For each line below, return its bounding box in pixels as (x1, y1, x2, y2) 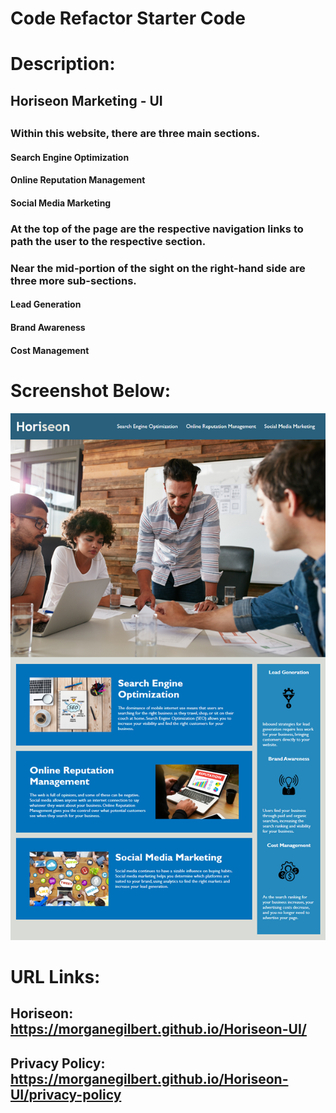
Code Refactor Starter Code (10, 7, 246, 30)
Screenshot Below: (10, 379, 172, 402)
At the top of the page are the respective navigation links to (10, 222, 304, 236)
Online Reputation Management (10, 174, 146, 186)
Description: (10, 53, 116, 76)
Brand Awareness (10, 321, 86, 333)
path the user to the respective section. (10, 234, 207, 248)
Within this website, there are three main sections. (10, 127, 261, 141)
